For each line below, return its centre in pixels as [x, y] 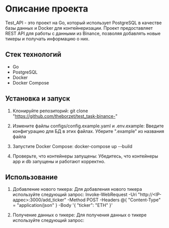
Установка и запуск [38, 99]
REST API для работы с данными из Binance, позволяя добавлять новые [83, 33]
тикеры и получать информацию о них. [47, 39]
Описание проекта [47, 9]
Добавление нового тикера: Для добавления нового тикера [77, 189]
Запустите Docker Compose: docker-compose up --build [72, 146]
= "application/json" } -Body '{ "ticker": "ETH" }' [63, 205]
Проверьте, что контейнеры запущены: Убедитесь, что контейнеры [85, 156]
